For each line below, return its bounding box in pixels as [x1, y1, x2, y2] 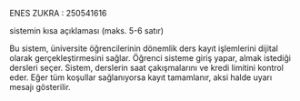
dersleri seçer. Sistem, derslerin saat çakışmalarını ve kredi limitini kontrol [9, 63, 285, 73]
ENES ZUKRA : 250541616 [9, 8, 107, 18]
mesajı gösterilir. [9, 82, 71, 92]
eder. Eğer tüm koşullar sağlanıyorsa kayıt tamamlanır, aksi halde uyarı [9, 72, 273, 83]
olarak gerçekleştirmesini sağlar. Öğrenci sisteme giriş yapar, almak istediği [9, 53, 291, 63]
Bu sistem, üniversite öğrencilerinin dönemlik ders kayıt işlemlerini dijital [9, 43, 279, 54]
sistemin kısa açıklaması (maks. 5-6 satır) [9, 25, 165, 35]
